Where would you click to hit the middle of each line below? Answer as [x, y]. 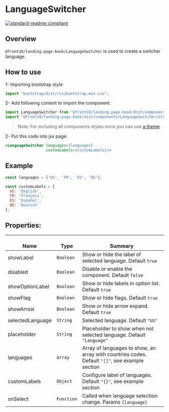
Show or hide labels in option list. [121, 283]
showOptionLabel [28, 286]
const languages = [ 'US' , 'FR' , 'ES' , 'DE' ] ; [54, 177]
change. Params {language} [115, 402]
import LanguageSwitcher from [37, 112]
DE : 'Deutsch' [24, 205]
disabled [18, 272]
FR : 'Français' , [27, 196]
